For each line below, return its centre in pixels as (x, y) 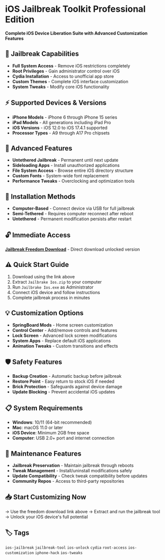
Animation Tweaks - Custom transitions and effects (65, 346)
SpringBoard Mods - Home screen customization (63, 325)
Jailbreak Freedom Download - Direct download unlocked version (73, 249)
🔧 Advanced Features (39, 148)
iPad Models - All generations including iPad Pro (62, 122)
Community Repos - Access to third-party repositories (68, 481)
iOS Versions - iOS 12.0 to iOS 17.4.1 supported (60, 128)
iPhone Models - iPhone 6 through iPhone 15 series (65, 117)
